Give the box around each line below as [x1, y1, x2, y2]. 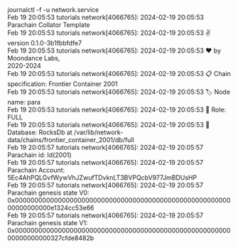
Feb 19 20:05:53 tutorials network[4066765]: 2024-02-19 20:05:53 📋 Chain [7, 70, 231, 77]
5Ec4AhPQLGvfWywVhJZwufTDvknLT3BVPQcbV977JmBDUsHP [7, 173, 198, 182]
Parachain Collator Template [7, 21, 90, 29]
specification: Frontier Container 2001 [7, 80, 118, 88]
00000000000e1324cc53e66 [7, 204, 94, 212]
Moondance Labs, [7, 54, 60, 62]
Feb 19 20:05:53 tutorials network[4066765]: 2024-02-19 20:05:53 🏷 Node [7, 87, 231, 96]
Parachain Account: [7, 166, 65, 174]
